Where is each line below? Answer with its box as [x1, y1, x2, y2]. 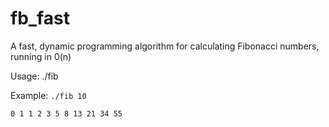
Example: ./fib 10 [10, 89, 87, 101]
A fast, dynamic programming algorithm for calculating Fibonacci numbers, [10, 40, 320, 52]
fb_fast [10, 7, 70, 30]
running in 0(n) [10, 50, 72, 62]
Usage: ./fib [10, 70, 59, 82]
